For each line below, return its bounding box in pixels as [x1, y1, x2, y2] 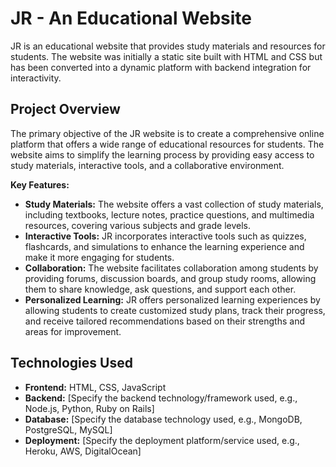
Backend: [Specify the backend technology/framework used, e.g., [24, 392, 298, 404]
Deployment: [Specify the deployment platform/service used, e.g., [24, 434, 300, 446]
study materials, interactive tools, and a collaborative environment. [10, 159, 285, 171]
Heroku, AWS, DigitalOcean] [24, 445, 142, 457]
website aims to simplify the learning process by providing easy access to [10, 148, 315, 161]
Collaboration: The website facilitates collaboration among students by [24, 262, 319, 274]
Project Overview [10, 101, 121, 118]
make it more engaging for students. [24, 251, 175, 263]
